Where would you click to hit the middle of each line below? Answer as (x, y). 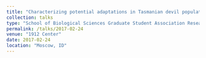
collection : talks (30, 18)
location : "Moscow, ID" (37, 46)
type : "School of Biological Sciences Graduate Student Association (96, 23)
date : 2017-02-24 (29, 40)
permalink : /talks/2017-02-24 (45, 29)
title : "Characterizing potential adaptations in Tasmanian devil (93, 12)
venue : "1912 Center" (34, 34)
